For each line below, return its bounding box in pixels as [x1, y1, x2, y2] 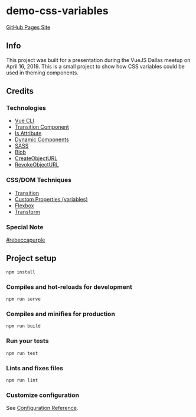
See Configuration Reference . [6, 405, 79, 412]
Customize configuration [6, 391, 80, 399]
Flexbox [14, 202, 34, 209]
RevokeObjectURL [14, 161, 59, 168]
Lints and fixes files [6, 364, 64, 372]
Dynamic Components [14, 136, 69, 143]
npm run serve [6, 297, 41, 302]
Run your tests [6, 337, 49, 345]
